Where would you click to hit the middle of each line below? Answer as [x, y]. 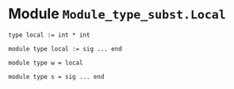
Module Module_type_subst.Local [117, 14]
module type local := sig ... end [65, 48]
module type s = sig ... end [56, 76]
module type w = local [46, 63]
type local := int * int [49, 35]
